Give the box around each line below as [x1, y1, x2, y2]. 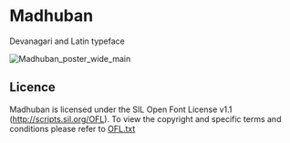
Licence [9, 79, 57, 96]
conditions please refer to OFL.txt [9, 123, 136, 134]
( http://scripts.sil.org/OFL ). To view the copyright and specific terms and [9, 113, 282, 124]
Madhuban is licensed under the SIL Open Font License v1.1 [9, 104, 233, 115]
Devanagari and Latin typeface [9, 36, 126, 46]
